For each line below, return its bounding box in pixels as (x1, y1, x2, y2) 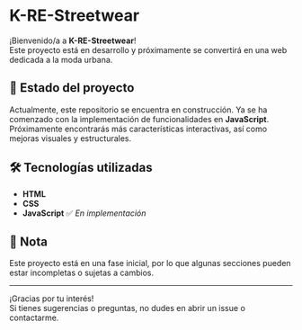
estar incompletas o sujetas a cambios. (9, 267, 155, 279)
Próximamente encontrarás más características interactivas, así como (9, 123, 268, 134)
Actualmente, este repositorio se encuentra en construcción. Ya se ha (9, 104, 268, 115)
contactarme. (9, 312, 59, 324)
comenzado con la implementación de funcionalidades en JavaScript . (9, 113, 270, 124)
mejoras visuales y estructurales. (9, 132, 132, 144)
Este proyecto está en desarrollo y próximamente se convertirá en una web (9, 44, 288, 55)
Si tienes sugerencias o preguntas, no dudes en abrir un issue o (9, 303, 245, 314)
